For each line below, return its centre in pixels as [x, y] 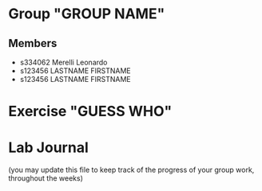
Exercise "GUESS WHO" [90, 111]
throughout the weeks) [46, 178]
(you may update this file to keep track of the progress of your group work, [131, 170]
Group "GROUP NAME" [87, 14]
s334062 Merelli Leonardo [64, 62]
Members [33, 43]
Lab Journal [49, 148]
